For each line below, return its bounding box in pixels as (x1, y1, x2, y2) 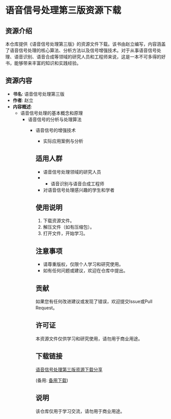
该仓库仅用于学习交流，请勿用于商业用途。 (35, 408, 125, 414)
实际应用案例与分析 (43, 138, 83, 144)
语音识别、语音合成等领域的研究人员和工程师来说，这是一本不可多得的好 (14, 54, 166, 60)
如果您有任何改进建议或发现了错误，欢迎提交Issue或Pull (35, 298, 153, 304)
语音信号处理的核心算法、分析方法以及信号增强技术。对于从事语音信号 (9, 47, 157, 53)
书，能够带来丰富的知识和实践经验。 (5, 60, 81, 66)
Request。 (35, 305, 58, 311)
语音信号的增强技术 (35, 127, 76, 133)
